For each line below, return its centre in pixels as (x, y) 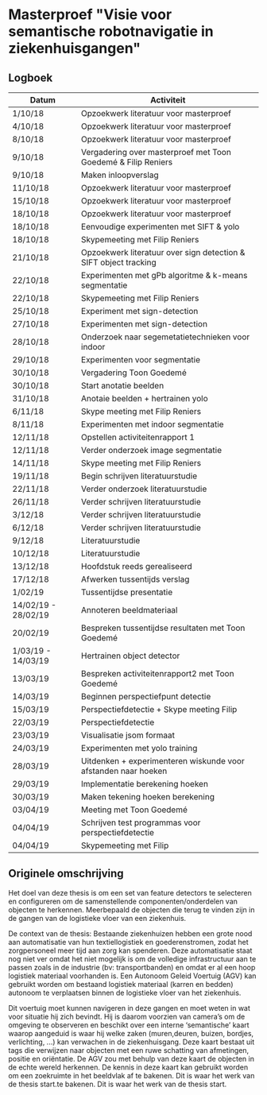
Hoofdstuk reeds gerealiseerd (136, 566)
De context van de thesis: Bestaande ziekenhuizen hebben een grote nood (130, 933)
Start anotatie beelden (122, 385)
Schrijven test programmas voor (141, 822)
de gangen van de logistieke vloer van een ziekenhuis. (97, 918)
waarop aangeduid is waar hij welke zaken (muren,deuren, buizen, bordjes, (131, 1033)
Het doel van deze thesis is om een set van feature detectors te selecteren (130, 892)
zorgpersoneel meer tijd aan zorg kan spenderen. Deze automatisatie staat (130, 950)
